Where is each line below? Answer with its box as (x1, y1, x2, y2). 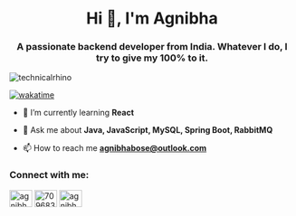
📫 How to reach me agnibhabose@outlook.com (22, 143, 207, 154)
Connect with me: (9, 169, 90, 182)
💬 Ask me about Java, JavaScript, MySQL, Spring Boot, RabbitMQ (22, 125, 273, 136)
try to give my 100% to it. (96, 52, 208, 64)
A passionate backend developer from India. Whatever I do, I (16, 41, 288, 53)
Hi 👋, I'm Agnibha (85, 8, 219, 29)
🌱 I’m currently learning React (22, 108, 134, 118)
